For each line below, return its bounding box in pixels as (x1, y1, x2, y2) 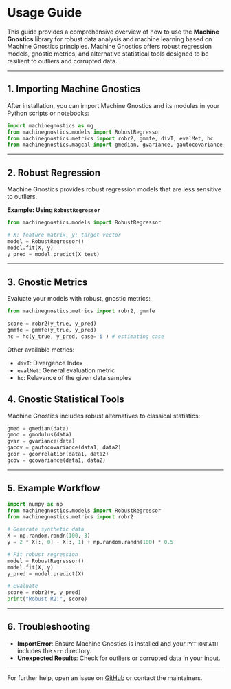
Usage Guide (7, 5, 82, 21)
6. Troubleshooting (7, 621, 91, 633)
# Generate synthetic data (7, 526, 85, 533)
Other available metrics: (7, 346, 75, 354)
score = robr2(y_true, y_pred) (7, 320, 97, 328)
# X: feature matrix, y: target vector (7, 231, 122, 238)
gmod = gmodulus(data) (7, 432, 72, 438)
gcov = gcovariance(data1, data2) (7, 456, 107, 464)
